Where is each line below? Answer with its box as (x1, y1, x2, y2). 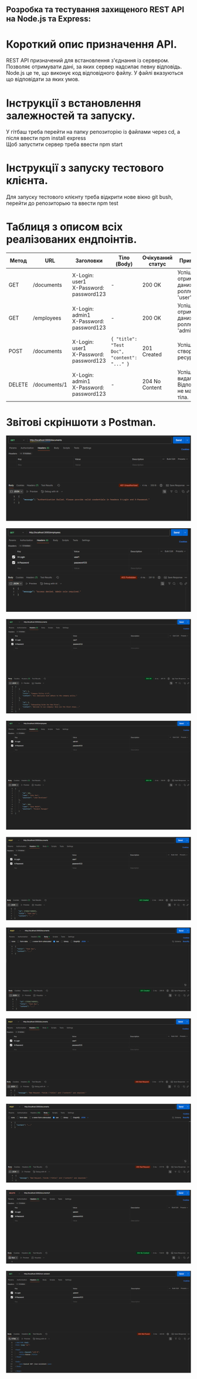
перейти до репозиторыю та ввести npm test (6, 200, 118, 207)
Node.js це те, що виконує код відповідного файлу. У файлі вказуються (6, 69, 184, 77)
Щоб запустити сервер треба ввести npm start (6, 141, 123, 148)
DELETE (8, 381, 28, 388)
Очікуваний (142, 254, 173, 261)
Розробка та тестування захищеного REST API (6, 5, 185, 15)
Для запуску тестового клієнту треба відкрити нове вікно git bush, (6, 194, 173, 201)
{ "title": (111, 336, 138, 342)
